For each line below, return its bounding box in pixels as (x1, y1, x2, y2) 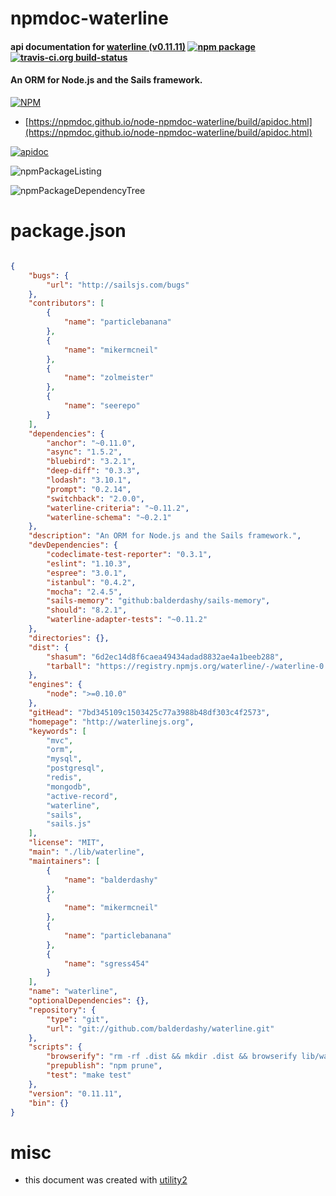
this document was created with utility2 (24, 1174, 188, 1186)
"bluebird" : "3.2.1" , (46, 457, 137, 467)
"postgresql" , (46, 763, 105, 774)
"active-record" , (46, 791, 118, 801)
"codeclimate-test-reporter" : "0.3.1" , (46, 550, 213, 560)
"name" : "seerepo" (63, 401, 141, 411)
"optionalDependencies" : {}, (28, 996, 150, 1006)
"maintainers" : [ (28, 856, 101, 866)
